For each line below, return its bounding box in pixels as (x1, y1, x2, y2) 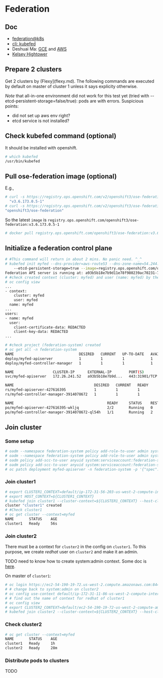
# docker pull (5, 230, 34, 236)
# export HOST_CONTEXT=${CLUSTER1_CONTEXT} (5, 494, 95, 499)
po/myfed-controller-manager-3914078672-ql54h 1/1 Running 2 (5, 410, 153, 415)
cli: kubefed (12, 41, 36, 47)
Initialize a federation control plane (5, 244, 113, 252)
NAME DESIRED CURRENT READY (5, 383, 149, 388)
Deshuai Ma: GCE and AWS (12, 46, 67, 52)
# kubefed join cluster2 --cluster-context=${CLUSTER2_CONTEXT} (5, 609, 138, 614)
